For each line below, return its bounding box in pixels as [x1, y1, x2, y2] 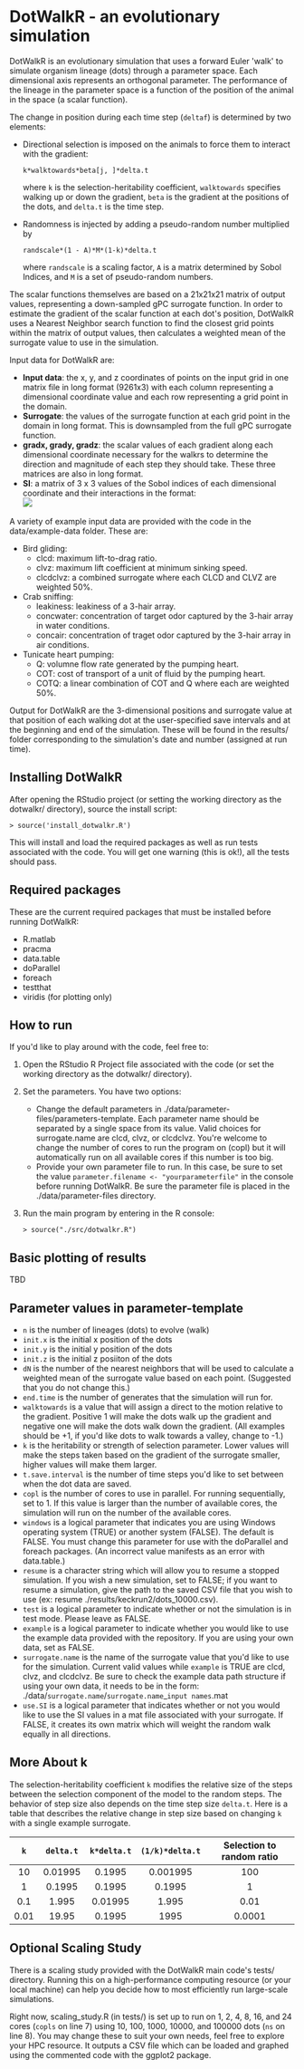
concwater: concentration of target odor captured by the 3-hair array [35, 610, 294, 621]
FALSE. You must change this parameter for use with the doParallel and [22, 1536, 289, 1546]
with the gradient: [22, 148, 89, 159]
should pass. [9, 856, 57, 867]
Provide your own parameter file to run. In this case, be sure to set [35, 1161, 283, 1172]
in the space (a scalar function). [9, 93, 128, 105]
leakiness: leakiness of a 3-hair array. [35, 601, 176, 611]
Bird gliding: [22, 543, 68, 553]
